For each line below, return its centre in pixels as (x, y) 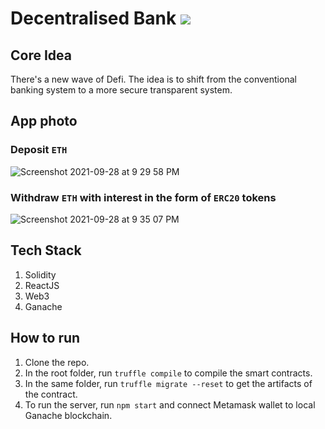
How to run (45, 338)
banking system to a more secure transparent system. (121, 90)
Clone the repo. (57, 362)
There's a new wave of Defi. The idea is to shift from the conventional (153, 79)
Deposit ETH (39, 150)
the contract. (51, 394)
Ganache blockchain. (68, 415)
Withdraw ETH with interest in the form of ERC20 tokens (143, 197)
